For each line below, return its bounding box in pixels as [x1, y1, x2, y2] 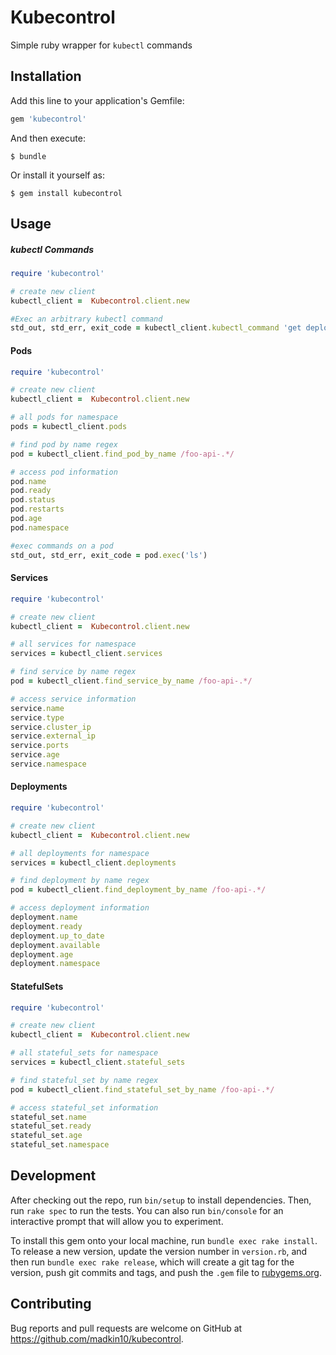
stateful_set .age [10, 1131, 83, 1141]
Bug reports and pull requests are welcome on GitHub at [10, 1322, 243, 1334]
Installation [10, 68, 82, 85]
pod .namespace [10, 522, 70, 533]
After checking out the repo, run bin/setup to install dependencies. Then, [10, 1194, 312, 1206]
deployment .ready [10, 921, 83, 931]
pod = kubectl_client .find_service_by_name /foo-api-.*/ [10, 676, 253, 686]
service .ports [10, 741, 70, 751]
